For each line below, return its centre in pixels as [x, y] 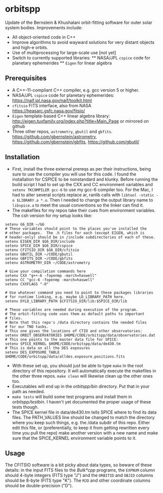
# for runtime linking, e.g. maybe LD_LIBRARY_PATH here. [65, 297]
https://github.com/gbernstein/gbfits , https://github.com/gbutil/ [76, 142]
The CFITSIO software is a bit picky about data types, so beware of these [79, 465]
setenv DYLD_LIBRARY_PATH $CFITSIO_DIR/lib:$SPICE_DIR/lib [66, 301]
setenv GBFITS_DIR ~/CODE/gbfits [39, 258]
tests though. [25, 407]
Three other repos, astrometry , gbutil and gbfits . [62, 131]
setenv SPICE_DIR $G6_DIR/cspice [39, 246]
